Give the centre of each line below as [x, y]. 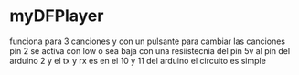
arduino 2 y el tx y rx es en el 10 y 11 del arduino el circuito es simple [138, 60]
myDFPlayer [57, 16]
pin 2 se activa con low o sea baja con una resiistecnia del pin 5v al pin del [150, 50]
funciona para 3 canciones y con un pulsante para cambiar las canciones [148, 41]
